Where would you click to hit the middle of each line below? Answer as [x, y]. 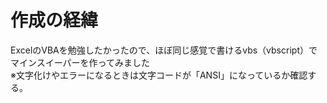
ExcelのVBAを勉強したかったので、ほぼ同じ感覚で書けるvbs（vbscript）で [164, 50]
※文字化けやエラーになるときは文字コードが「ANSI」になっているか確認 [159, 75]
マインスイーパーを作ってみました [80, 62]
